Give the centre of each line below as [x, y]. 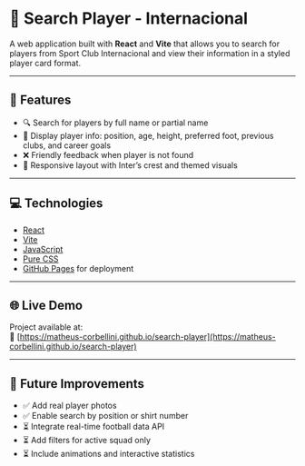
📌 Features [40, 100]
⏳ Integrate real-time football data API [93, 427]
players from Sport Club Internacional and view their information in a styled [150, 53]
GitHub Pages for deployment [78, 268]
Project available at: [46, 327]
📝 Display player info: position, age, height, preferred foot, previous [148, 135]
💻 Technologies [56, 203]
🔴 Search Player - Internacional [128, 19]
